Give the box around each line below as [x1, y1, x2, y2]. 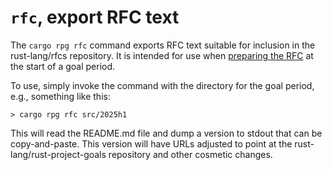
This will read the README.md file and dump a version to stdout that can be [10, 127, 323, 139]
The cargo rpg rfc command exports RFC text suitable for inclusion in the [10, 39, 316, 51]
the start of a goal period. [10, 60, 116, 72]
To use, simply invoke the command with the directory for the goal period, [10, 79, 315, 91]
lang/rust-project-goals [10, 148, 107, 160]
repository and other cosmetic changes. [108, 148, 273, 160]
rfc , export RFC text [10, 6, 180, 29]
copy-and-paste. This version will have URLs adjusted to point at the [10, 137, 293, 150]
